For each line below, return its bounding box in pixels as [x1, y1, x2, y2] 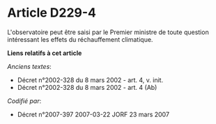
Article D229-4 [7, 5, 96, 21]
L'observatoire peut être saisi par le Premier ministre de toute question [7, 28, 209, 36]
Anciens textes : [7, 62, 52, 70]
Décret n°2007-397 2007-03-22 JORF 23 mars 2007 [17, 110, 169, 118]
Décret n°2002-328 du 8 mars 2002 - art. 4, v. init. [17, 75, 164, 84]
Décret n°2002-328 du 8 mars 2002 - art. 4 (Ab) [17, 83, 157, 91]
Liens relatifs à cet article [7, 49, 82, 57]
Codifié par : [7, 96, 42, 105]
